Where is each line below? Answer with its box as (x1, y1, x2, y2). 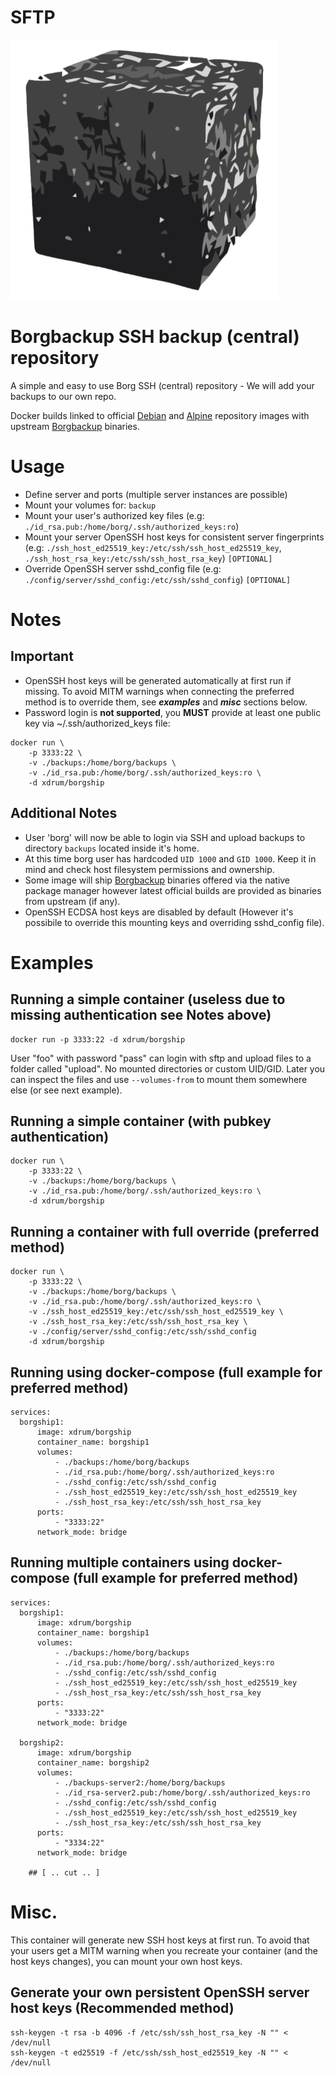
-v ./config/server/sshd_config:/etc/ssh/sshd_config (28, 1327, 257, 1337)
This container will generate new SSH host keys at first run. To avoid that (10, 1934, 310, 1946)
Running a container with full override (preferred (10, 1223, 320, 1240)
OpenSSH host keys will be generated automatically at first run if (24, 674, 292, 686)
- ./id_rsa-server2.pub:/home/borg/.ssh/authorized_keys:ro (54, 1787, 311, 1798)
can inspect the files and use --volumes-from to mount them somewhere (10, 1073, 308, 1085)
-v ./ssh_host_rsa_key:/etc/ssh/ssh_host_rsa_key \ (28, 1317, 248, 1327)
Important (10, 648, 74, 665)
